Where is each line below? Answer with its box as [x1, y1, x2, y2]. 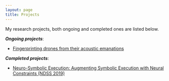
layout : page [5, 7, 33, 13]
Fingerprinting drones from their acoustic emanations [12, 45, 124, 51]
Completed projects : [5, 55, 49, 61]
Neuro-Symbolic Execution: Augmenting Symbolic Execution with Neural [12, 65, 164, 71]
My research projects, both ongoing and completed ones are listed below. [5, 26, 159, 32]
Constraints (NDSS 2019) [12, 70, 65, 76]
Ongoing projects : [5, 36, 44, 42]
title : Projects [5, 12, 39, 17]
